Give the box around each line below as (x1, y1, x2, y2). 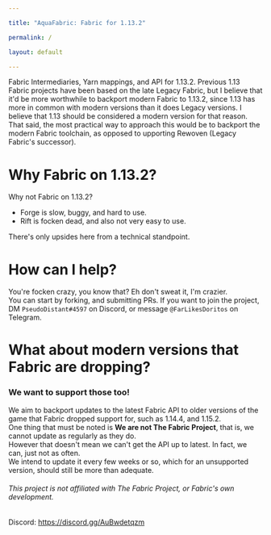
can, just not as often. (8, 448, 81, 458)
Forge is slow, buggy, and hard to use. (19, 207, 147, 218)
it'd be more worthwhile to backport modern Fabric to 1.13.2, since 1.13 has (8, 94, 256, 104)
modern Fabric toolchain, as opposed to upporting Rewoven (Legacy (8, 128, 236, 138)
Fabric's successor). (8, 137, 77, 147)
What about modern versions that (8, 341, 240, 359)
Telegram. (8, 312, 42, 323)
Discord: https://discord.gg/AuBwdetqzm (8, 517, 145, 527)
